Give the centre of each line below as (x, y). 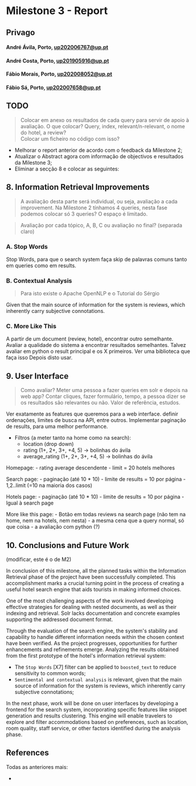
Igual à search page (30, 503)
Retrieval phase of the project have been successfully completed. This (91, 577)
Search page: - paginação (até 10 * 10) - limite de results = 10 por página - (96, 479)
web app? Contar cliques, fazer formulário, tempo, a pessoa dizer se (103, 396)
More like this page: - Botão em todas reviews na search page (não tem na (96, 515)
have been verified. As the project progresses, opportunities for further (92, 644)
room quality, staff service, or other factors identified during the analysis (93, 729)
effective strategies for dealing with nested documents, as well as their (91, 607)
